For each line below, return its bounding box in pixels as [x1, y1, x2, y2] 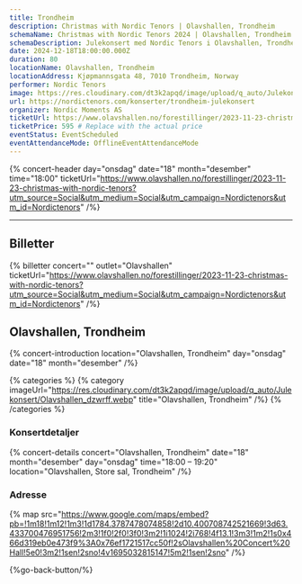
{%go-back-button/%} [9, 564, 93, 575]
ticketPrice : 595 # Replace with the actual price [9, 122, 203, 131]
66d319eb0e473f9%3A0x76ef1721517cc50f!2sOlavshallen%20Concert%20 [9, 537, 290, 548]
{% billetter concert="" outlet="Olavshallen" [9, 260, 173, 271]
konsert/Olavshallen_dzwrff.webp [9, 394, 134, 405]
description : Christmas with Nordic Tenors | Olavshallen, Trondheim [9, 22, 276, 31]
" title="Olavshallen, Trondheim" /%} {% [133, 394, 282, 405]
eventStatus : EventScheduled [9, 130, 119, 139]
